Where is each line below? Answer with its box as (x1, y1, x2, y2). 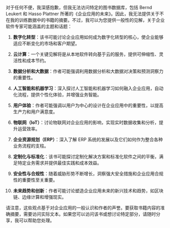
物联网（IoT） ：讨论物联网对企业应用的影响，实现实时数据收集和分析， (13, 119, 159, 125)
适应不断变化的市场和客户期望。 (13, 40, 80, 47)
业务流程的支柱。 (13, 143, 49, 149)
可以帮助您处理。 (19, 217, 54, 223)
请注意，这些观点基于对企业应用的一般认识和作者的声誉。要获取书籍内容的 (6, 205, 160, 211)
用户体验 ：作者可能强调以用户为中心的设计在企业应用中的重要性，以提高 (13, 103, 163, 108)
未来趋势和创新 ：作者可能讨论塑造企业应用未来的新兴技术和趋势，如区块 (13, 188, 163, 194)
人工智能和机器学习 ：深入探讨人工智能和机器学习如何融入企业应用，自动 (13, 85, 163, 91)
